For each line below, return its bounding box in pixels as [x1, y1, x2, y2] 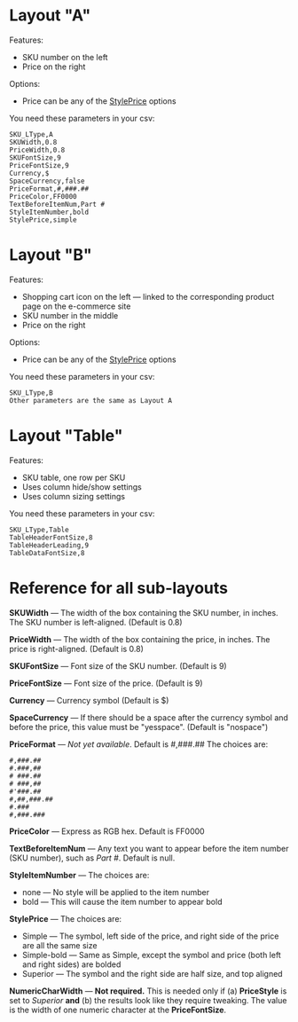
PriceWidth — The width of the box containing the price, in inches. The [9, 633, 271, 644]
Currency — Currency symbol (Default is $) [9, 695, 169, 705]
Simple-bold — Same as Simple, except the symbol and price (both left [21, 949, 281, 960]
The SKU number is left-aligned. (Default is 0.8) [9, 617, 184, 627]
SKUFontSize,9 [9, 153, 62, 162]
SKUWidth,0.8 [9, 138, 58, 146]
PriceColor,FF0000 [9, 192, 77, 200]
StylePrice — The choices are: [9, 913, 122, 924]
